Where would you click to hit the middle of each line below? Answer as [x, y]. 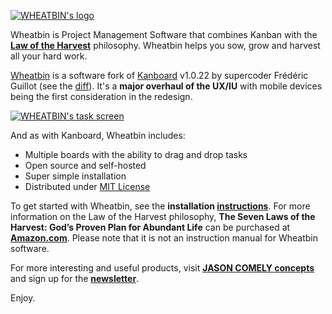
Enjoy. [23, 298]
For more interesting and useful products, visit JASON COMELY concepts [162, 268]
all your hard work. [49, 56]
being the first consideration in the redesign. [101, 96]
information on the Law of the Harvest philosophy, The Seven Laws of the [163, 216]
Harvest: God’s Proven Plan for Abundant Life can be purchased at [150, 227]
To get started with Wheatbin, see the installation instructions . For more [160, 206]
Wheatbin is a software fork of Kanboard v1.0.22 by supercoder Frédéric [159, 75]
